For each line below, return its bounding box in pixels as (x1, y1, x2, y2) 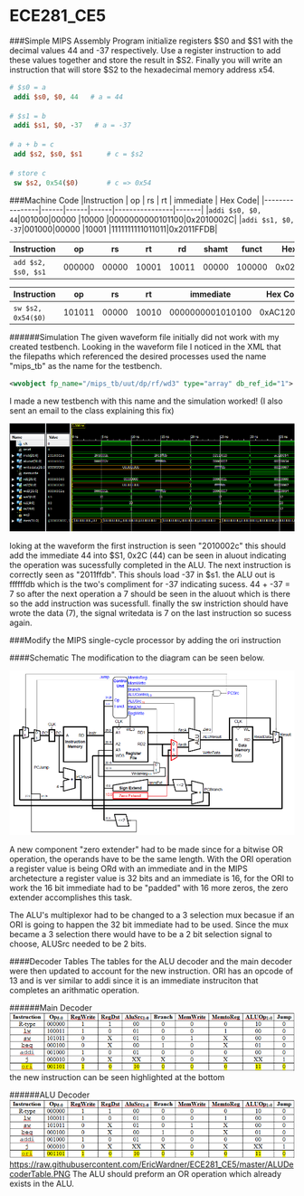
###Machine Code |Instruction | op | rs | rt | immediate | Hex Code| (9, 195, 260, 205)
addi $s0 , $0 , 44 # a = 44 (13, 92, 124, 101)
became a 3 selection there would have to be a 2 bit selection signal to (9, 928, 273, 939)
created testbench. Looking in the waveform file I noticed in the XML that (9, 341, 281, 353)
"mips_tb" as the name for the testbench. (9, 361, 163, 372)
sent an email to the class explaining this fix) (9, 404, 175, 416)
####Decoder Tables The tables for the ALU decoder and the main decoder (9, 955, 292, 966)
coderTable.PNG (9, 1169, 71, 1180)
